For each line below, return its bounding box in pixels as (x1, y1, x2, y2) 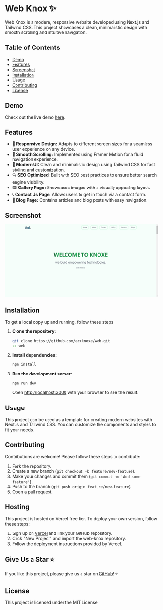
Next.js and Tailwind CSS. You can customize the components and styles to (5, 422, 156, 428)
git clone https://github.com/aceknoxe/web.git (12, 338, 110, 343)
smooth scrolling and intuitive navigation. (5, 30, 87, 35)
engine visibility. (12, 179, 45, 185)
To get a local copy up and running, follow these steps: (5, 319, 115, 325)
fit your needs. (5, 427, 34, 433)
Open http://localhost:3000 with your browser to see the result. (12, 390, 139, 395)
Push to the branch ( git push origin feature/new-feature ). (12, 484, 132, 489)
